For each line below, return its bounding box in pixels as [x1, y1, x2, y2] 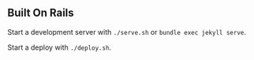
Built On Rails [7, 6, 74, 20]
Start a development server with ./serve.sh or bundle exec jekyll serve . [7, 27, 246, 36]
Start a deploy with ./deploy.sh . [7, 43, 112, 52]
